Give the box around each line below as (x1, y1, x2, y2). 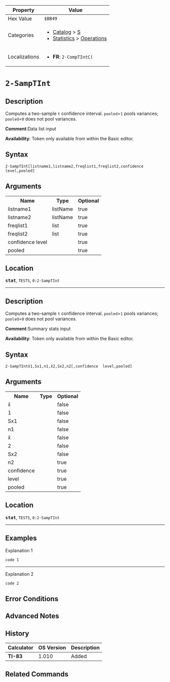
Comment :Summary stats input (5, 325, 71, 332)
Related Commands (5, 670, 69, 678)
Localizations (8, 53, 39, 60)
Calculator (8, 644, 34, 651)
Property (12, 7, 34, 13)
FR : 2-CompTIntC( (53, 53, 93, 60)
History (5, 629, 29, 638)
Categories (8, 32, 34, 39)
